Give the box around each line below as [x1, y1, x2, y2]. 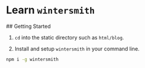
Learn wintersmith [6, 3, 95, 17]
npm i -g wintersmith [6, 56, 59, 62]
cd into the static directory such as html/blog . [14, 34, 125, 41]
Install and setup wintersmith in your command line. [14, 45, 140, 52]
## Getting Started [6, 23, 51, 30]
